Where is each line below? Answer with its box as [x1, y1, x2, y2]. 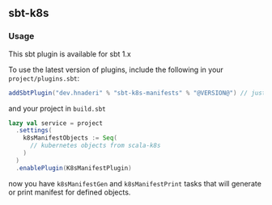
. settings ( [15, 127, 53, 135]
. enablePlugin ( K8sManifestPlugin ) [15, 164, 132, 172]
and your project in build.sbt [8, 103, 107, 113]
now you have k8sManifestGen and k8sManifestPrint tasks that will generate [8, 178, 261, 188]
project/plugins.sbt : [8, 73, 80, 83]
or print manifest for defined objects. [8, 187, 131, 197]
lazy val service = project [8, 119, 104, 128]
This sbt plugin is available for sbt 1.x [8, 48, 131, 59]
